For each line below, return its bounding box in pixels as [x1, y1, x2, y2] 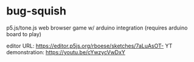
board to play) [6, 30, 41, 37]
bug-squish [6, 4, 67, 18]
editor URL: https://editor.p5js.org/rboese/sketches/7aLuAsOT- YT [6, 42, 173, 49]
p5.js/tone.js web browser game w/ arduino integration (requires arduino [6, 24, 188, 31]
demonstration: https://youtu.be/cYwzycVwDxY [6, 48, 126, 55]
